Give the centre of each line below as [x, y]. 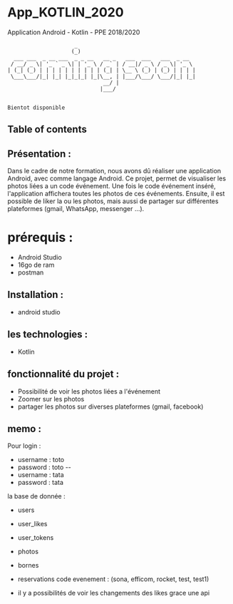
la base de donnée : [36, 496]
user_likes [32, 524]
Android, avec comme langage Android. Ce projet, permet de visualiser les [117, 178]
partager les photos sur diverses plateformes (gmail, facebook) [110, 406]
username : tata [41, 475]
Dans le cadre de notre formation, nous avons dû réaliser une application [114, 171]
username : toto [41, 460]
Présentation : [39, 154]
